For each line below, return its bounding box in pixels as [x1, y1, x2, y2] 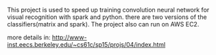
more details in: [7, 33, 51, 41]
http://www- [51, 33, 87, 41]
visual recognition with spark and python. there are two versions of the [7, 13, 207, 21]
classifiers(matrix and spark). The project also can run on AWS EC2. [7, 20, 200, 28]
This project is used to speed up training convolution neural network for [7, 6, 210, 14]
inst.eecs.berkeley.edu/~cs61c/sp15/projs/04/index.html [7, 41, 166, 48]
